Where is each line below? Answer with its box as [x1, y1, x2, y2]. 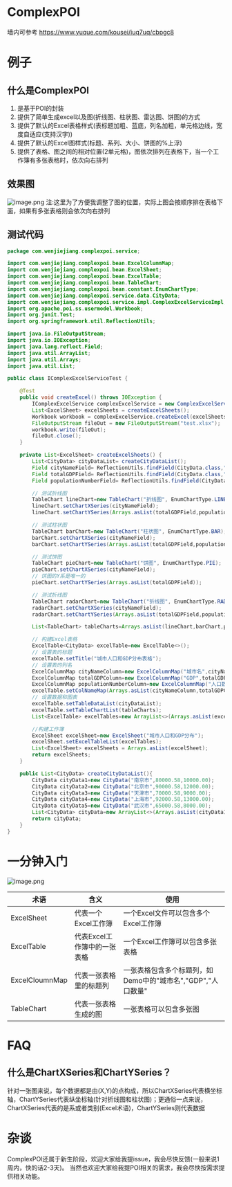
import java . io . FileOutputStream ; [7, 330, 107, 338]
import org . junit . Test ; [7, 311, 76, 318]
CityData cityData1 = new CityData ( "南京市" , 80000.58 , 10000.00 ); [32, 777, 215, 783]
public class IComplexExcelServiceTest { [7, 375, 128, 382]
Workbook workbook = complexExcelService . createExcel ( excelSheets [32, 413, 227, 420]
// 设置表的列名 [32, 662, 72, 669]
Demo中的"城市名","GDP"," [123, 975, 212, 985]
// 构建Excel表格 [32, 636, 78, 643]
